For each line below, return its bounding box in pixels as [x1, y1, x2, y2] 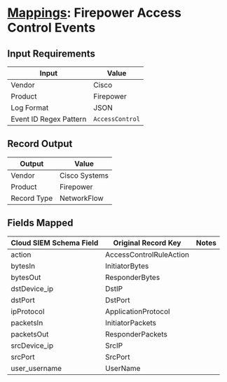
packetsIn [11, 318, 43, 327]
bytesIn [11, 261, 36, 271]
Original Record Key [113, 238, 181, 248]
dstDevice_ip [11, 283, 54, 293]
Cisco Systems [59, 170, 109, 180]
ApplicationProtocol [104, 306, 170, 316]
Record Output [7, 138, 73, 150]
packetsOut [11, 329, 49, 339]
